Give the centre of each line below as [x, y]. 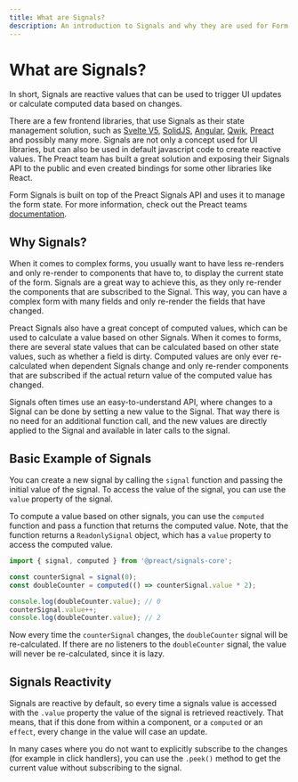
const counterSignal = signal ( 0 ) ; [73, 577]
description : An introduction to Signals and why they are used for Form [149, 26]
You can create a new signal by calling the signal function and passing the [146, 480]
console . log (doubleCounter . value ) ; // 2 [85, 618]
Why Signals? [48, 242]
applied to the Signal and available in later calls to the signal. [120, 431]
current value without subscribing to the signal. [96, 768]
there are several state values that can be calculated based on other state [144, 347]
